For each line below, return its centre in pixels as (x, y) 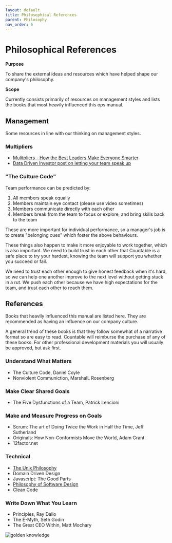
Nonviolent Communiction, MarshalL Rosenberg (63, 378)
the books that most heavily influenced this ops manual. (64, 105)
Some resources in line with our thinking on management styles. (73, 133)
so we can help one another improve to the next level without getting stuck (84, 277)
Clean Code (25, 490)
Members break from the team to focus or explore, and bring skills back (89, 214)
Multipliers (19, 146)
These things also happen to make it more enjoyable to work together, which (86, 245)
